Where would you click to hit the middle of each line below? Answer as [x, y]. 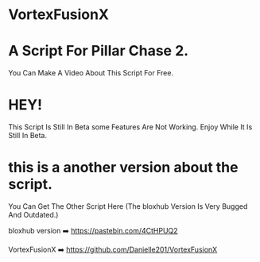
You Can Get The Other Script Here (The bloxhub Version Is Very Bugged [128, 206]
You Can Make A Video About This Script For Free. [91, 73]
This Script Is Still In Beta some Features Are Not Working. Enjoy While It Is [130, 127]
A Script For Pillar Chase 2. [99, 51]
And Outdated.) [33, 215]
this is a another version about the [123, 168]
